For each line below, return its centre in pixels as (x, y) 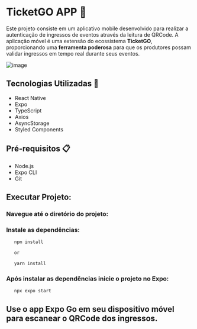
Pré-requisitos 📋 (38, 149)
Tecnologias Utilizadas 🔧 (52, 84)
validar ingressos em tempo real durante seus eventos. (73, 53)
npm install (29, 242)
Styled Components (39, 129)
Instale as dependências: (43, 230)
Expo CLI (26, 172)
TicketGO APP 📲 (46, 12)
